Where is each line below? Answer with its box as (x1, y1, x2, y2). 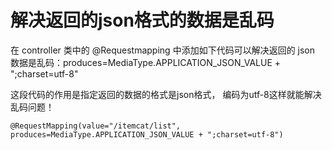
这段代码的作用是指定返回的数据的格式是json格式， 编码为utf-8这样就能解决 (10, 88, 322, 100)
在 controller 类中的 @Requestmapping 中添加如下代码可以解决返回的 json (10, 44, 316, 56)
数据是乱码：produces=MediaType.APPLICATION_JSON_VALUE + (10, 56, 282, 68)
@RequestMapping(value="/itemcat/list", (10, 121, 182, 131)
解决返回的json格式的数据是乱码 (10, 9, 275, 32)
